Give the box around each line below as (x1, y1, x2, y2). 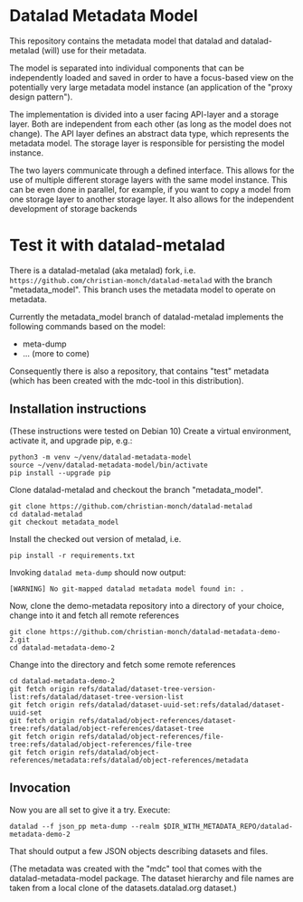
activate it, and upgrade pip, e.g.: (9, 435, 133, 446)
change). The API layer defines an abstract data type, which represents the (9, 128, 289, 138)
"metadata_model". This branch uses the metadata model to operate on (9, 284, 276, 295)
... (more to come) (22, 347, 90, 358)
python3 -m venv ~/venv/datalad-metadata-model (9, 452, 193, 461)
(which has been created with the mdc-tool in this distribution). (9, 375, 244, 385)
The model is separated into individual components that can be (9, 62, 244, 73)
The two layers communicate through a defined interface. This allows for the (9, 165, 295, 176)
